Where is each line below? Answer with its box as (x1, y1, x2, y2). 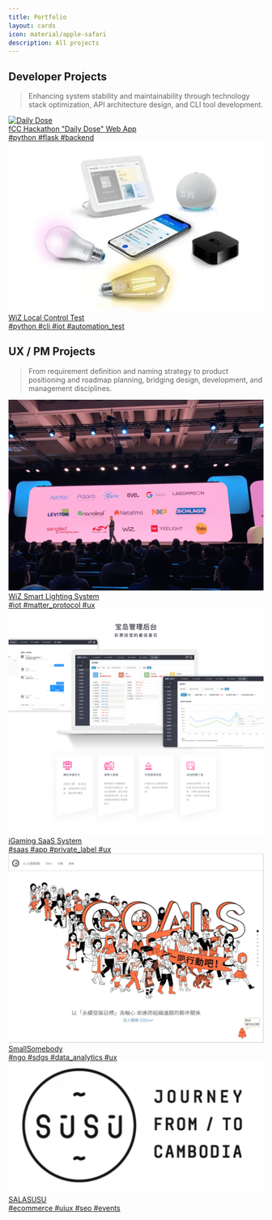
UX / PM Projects (8, 345, 96, 359)
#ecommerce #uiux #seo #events (8, 1203, 121, 1214)
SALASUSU (8, 1195, 47, 1205)
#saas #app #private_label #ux (8, 844, 112, 854)
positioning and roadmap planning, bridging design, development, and (28, 375, 263, 385)
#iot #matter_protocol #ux (8, 600, 96, 610)
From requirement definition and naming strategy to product (28, 366, 229, 376)
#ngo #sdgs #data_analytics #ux (8, 1052, 117, 1062)
